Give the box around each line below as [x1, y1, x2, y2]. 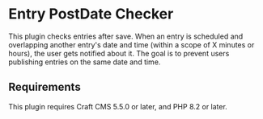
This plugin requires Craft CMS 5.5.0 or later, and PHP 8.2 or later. [8, 101, 228, 111]
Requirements [8, 80, 81, 94]
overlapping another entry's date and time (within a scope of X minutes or [8, 39, 255, 49]
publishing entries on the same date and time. [8, 57, 161, 67]
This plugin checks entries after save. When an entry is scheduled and [8, 31, 244, 41]
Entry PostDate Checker [8, 5, 174, 23]
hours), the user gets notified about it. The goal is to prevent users [8, 48, 230, 58]
